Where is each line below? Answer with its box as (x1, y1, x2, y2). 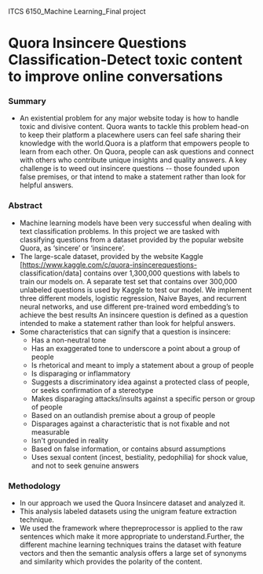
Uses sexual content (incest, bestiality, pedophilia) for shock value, (31, 452, 249, 461)
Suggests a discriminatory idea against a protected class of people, (31, 377, 250, 387)
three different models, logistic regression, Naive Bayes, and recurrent (19, 293, 247, 302)
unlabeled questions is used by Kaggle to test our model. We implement (19, 285, 253, 294)
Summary (8, 96, 47, 107)
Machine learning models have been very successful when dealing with (19, 218, 252, 228)
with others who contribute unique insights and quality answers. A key (19, 155, 247, 165)
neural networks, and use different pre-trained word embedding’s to (19, 302, 239, 311)
